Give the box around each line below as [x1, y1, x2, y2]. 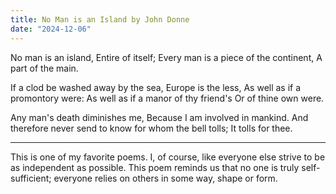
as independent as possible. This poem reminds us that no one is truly [10, 161, 300, 173]
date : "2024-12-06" [10, 24, 92, 34]
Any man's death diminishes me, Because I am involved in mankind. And [10, 111, 309, 123]
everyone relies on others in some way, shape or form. [53, 172, 278, 184]
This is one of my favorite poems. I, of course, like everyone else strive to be [10, 151, 326, 163]
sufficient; [10, 172, 52, 184]
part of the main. [10, 62, 79, 74]
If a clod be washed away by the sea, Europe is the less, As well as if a [10, 81, 302, 93]
